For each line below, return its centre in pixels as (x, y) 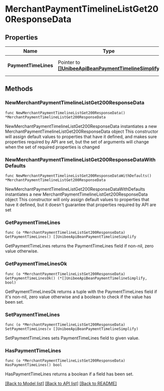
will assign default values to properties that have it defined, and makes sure (81, 136)
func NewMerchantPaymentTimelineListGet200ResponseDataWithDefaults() (78, 176)
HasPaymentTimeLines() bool (34, 365)
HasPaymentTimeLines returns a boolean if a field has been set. (69, 374)
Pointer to (69, 62)
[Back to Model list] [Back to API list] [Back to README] (61, 384)
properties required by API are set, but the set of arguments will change (77, 142)
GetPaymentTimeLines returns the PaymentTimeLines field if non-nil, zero (79, 246)
